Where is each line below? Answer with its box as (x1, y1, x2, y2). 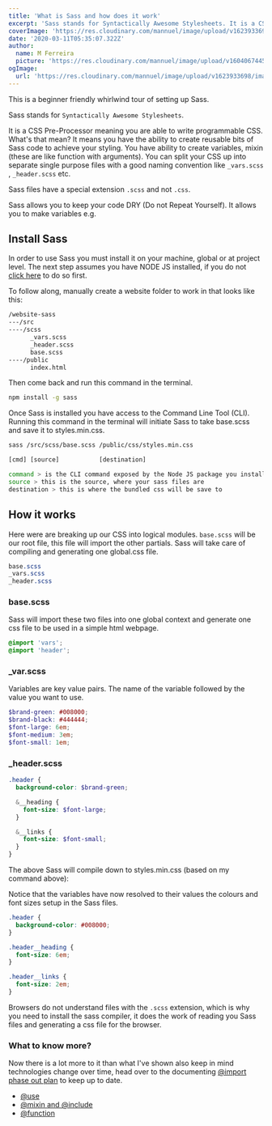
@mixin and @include (19, 1100, 93, 1110)
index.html (29, 363, 67, 372)
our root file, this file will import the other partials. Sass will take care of (8, 538, 246, 547)
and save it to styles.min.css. (8, 426, 105, 436)
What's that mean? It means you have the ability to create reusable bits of (8, 134, 254, 144)
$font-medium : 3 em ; (8, 731, 74, 739)
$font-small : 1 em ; (8, 738, 70, 746)
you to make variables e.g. (8, 208, 97, 219)
